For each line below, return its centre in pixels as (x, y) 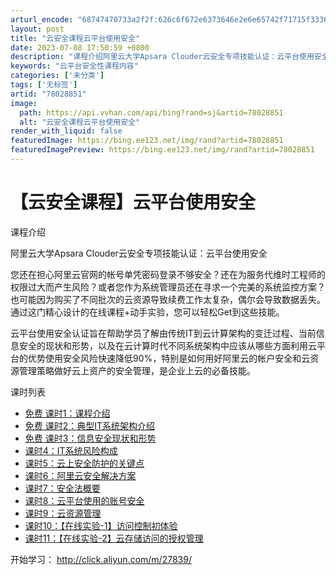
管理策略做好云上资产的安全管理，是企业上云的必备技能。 (137, 370)
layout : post (37, 29)
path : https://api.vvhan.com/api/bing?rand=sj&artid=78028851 (151, 112)
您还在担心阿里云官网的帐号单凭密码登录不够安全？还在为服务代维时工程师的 (168, 274)
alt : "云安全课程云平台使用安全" (80, 122)
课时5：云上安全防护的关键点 (84, 463)
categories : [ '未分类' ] (57, 76)
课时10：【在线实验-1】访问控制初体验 (101, 525)
